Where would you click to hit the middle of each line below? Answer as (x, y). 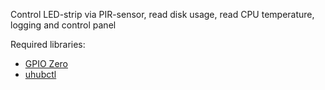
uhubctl (40, 74)
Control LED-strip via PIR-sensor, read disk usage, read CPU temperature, (162, 14)
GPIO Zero (46, 63)
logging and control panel (63, 25)
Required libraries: (48, 44)
